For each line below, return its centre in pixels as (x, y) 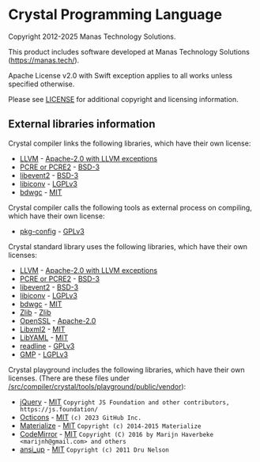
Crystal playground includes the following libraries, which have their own (126, 369)
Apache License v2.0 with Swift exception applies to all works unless (121, 75)
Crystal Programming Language (115, 15)
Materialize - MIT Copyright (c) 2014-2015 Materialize (110, 426)
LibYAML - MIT (44, 337)
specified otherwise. (41, 84)
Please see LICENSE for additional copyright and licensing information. (123, 99)
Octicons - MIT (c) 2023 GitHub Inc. (81, 417)
